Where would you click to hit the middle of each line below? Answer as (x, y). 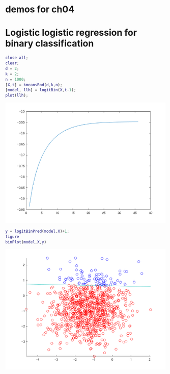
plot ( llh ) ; (17, 95)
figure (12, 237)
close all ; (17, 58)
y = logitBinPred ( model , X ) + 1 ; (37, 231)
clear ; (12, 63)
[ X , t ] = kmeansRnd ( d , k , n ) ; (34, 85)
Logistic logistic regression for (71, 33)
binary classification (50, 44)
